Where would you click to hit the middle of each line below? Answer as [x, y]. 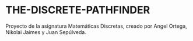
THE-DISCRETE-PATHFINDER [78, 10]
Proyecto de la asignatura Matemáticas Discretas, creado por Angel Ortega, [96, 26]
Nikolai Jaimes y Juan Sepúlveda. [46, 32]
